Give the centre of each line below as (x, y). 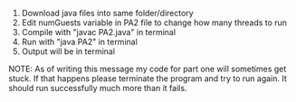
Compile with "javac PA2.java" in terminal (99, 32)
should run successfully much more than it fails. (98, 88)
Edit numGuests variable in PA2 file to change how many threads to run (154, 23)
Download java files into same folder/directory (107, 13)
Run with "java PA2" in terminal (79, 42)
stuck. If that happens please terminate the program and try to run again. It (148, 79)
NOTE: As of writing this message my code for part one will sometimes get (148, 69)
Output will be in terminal (68, 51)
